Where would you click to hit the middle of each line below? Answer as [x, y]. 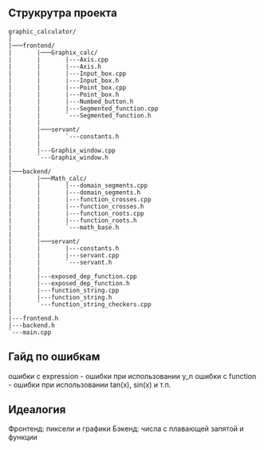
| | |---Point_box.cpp [67, 87]
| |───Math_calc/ [48, 178]
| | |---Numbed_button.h [71, 102]
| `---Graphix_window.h [59, 157]
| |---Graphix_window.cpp [62, 150]
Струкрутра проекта [63, 13]
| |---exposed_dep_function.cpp [73, 276]
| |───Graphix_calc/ [53, 52]
